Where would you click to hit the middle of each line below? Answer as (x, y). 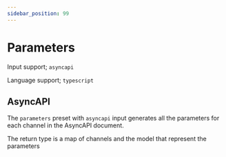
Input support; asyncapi (41, 67)
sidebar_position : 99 (38, 13)
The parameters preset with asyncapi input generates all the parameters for (113, 118)
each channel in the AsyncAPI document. (65, 125)
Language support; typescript (51, 80)
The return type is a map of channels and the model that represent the (107, 139)
